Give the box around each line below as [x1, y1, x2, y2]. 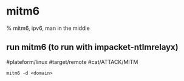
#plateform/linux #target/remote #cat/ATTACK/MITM [6, 58, 138, 65]
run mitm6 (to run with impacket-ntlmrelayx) [6, 42, 179, 52]
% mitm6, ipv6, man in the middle [6, 24, 90, 32]
